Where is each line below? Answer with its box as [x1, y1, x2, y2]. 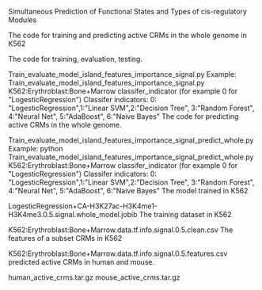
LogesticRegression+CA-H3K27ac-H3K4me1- [8, 201, 158, 211]
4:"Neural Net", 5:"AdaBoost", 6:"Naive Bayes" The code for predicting [8, 112, 239, 121]
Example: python [8, 144, 63, 153]
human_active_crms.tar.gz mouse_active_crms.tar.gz [8, 273, 180, 282]
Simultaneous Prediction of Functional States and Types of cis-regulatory [8, 7, 248, 16]
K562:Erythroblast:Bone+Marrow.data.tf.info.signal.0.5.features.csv [8, 249, 228, 258]
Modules [8, 15, 37, 25]
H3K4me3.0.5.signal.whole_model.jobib [8, 210, 138, 219]
